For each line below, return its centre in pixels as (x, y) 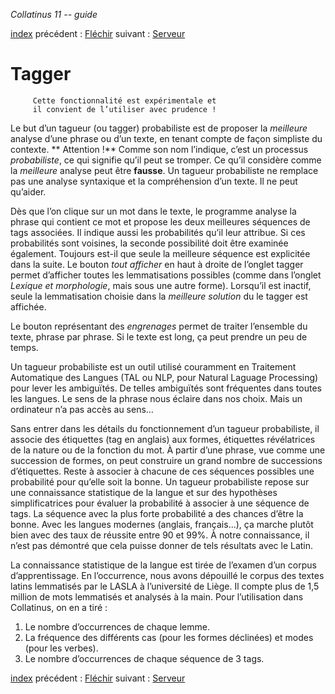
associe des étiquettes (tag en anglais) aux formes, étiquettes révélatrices (163, 439)
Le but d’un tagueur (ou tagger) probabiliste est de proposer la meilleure (159, 128)
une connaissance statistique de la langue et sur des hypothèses (144, 492)
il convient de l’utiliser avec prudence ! (124, 109)
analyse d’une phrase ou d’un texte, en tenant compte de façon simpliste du (166, 138)
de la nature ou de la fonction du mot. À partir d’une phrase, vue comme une (168, 450)
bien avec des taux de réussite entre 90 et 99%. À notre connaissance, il (160, 535)
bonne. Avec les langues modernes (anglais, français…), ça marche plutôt (162, 524)
